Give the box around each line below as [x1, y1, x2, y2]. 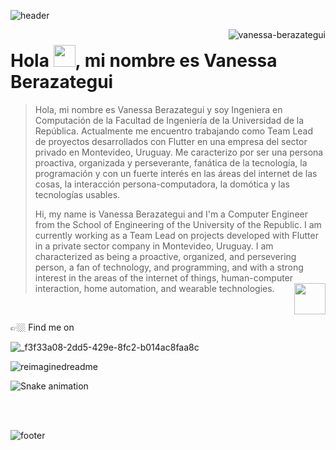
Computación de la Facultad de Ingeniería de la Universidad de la [34, 114, 305, 126]
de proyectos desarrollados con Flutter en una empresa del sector [34, 135, 308, 147]
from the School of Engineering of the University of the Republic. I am [34, 218, 322, 230]
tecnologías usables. [34, 188, 121, 200]
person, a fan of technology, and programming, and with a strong [34, 261, 304, 273]
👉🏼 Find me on [10, 321, 75, 333]
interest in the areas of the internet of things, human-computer [34, 271, 294, 284]
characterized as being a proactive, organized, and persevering [34, 250, 297, 262]
